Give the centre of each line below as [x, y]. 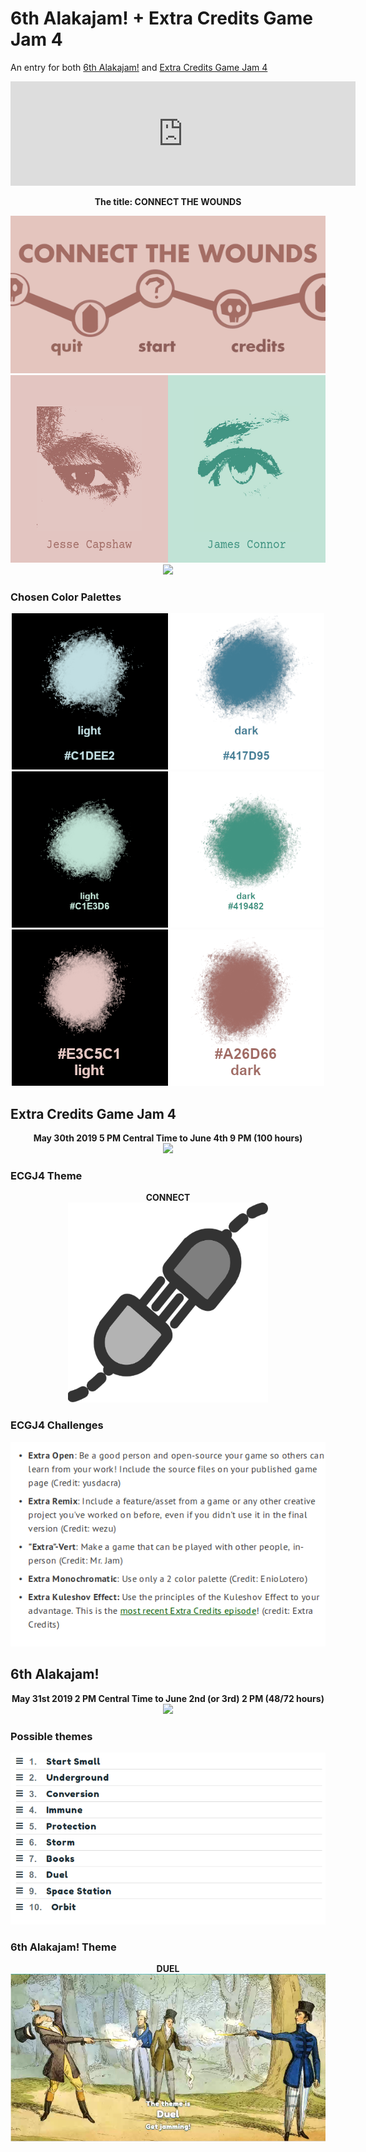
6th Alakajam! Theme [63, 1947]
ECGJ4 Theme [46, 1175]
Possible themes [51, 1736]
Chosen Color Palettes [66, 597]
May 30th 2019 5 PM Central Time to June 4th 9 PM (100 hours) [168, 1138]
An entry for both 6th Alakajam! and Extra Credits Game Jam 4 [139, 67]
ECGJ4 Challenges [57, 1425]
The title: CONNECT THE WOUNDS [168, 201]
